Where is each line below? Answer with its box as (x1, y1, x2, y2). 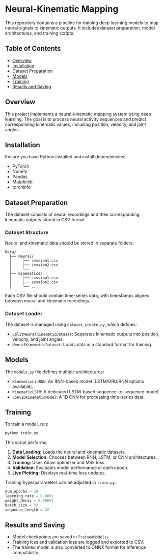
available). (12, 383, 33, 389)
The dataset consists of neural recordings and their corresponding (5, 211, 140, 217)
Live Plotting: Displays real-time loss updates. (12, 470, 106, 476)
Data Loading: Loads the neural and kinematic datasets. (12, 449, 126, 455)
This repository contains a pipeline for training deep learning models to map (5, 20, 159, 26)
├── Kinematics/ (9, 271, 43, 276)
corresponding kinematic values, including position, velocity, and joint (5, 121, 146, 127)
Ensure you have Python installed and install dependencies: (5, 154, 126, 160)
